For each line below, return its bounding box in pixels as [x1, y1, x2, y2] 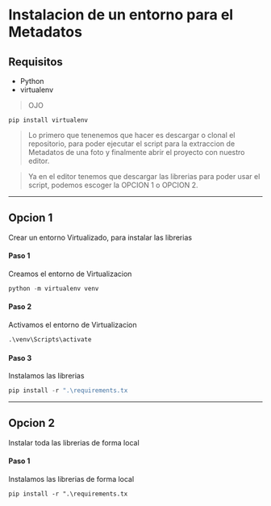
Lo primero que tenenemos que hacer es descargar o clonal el [27, 131, 236, 140]
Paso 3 [8, 353, 32, 362]
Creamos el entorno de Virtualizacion [8, 269, 132, 279]
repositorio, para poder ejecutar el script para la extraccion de [27, 139, 236, 148]
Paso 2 [8, 302, 32, 312]
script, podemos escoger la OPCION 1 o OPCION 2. [27, 180, 199, 190]
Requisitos [8, 55, 63, 69]
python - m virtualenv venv [8, 285, 99, 293]
